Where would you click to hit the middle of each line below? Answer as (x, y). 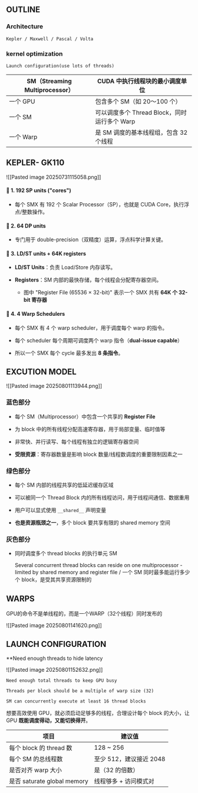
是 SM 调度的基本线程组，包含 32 (141, 132)
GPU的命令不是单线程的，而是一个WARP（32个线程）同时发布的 (84, 614)
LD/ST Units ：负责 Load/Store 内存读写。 (65, 267)
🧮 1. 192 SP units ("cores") (39, 190)
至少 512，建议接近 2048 (130, 759)
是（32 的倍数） (116, 770)
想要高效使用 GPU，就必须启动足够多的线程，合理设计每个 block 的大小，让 (98, 713)
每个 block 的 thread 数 (41, 747)
